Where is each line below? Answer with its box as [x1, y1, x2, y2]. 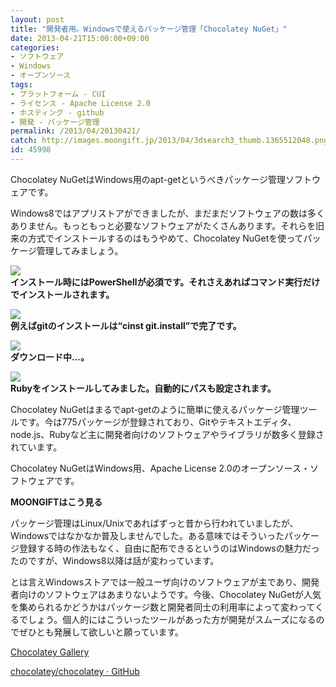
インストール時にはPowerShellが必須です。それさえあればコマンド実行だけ [10, 276, 321, 288]
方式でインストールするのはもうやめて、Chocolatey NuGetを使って [27, 232, 304, 244]
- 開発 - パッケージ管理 [10, 117, 100, 127]
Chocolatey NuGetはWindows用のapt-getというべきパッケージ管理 [10, 173, 286, 185]
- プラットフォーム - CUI [10, 89, 107, 99]
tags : [10, 80, 33, 90]
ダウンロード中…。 [10, 351, 90, 363]
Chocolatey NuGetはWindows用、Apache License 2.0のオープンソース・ [10, 462, 311, 474]
